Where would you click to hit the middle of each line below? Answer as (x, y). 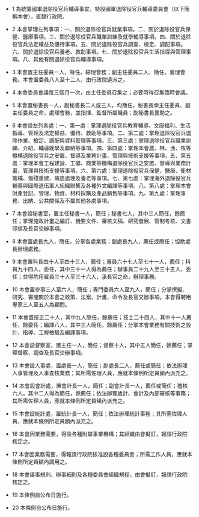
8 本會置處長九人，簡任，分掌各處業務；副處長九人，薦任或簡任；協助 (99, 241)
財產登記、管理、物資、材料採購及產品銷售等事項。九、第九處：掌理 (96, 193)
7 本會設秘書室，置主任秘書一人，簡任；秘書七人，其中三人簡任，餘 (96, 213)
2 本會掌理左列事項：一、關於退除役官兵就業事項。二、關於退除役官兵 (99, 29)
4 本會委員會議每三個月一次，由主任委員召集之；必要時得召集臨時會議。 (101, 92)
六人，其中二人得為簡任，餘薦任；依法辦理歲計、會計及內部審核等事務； (101, 393)
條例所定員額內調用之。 (41, 462)
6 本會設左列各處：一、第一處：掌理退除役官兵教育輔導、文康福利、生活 (101, 125)
